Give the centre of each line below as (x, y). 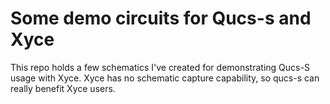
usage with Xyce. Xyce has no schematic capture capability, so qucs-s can (165, 78)
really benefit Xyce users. (63, 88)
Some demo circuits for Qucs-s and (161, 18)
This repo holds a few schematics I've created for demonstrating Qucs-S (160, 67)
